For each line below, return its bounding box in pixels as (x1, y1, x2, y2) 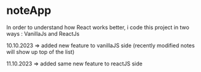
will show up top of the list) (6, 48, 75, 55)
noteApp (6, 4, 51, 18)
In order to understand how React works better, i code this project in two (6, 24, 190, 31)
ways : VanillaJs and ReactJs (6, 30, 80, 37)
